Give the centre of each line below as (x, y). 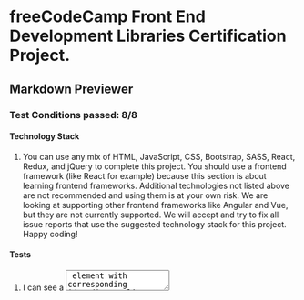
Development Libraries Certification (148, 36)
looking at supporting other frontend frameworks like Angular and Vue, (155, 205)
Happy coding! (50, 234)
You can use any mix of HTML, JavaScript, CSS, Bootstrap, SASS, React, (159, 156)
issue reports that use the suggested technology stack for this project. (154, 224)
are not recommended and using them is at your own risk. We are (145, 195)
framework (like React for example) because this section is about (144, 175)
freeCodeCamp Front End (108, 17)
